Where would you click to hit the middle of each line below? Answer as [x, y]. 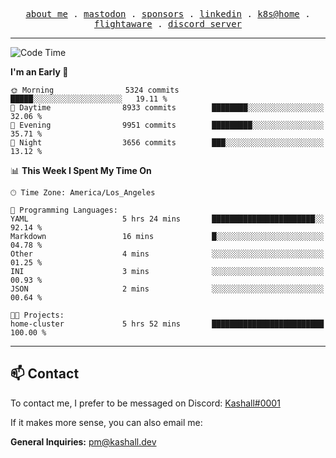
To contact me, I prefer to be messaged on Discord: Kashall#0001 [145, 403]
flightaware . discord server [168, 24]
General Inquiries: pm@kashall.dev [83, 441]
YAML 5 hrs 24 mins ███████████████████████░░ [167, 219]
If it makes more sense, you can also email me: [106, 422]
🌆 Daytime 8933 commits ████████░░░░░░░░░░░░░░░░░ [167, 108]
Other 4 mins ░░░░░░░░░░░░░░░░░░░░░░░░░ [167, 254]
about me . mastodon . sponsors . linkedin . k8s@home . [168, 14]
